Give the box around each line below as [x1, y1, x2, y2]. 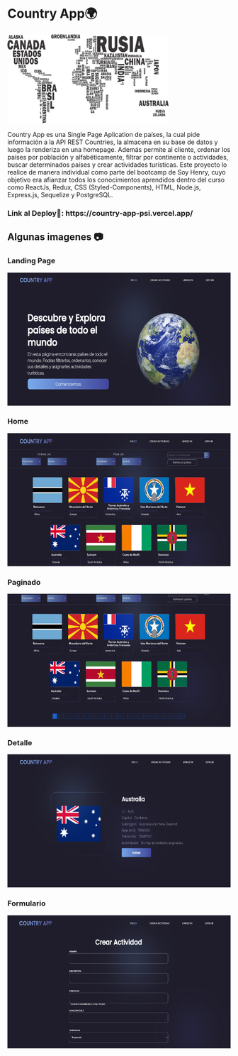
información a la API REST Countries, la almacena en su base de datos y [7, 138, 218, 146]
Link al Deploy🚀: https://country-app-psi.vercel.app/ [7, 208, 193, 218]
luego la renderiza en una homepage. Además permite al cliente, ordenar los [7, 145, 231, 153]
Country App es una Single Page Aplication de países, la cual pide [7, 130, 200, 138]
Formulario [7, 898, 46, 908]
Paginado [7, 577, 41, 587]
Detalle [7, 738, 33, 748]
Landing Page [7, 256, 56, 266]
